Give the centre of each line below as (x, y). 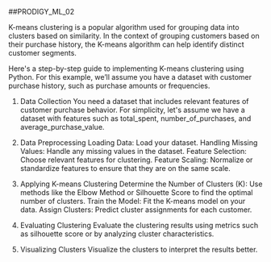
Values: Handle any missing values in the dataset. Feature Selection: (133, 151)
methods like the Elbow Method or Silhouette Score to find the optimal (136, 192)
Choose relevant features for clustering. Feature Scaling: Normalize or (136, 160)
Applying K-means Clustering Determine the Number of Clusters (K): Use (141, 184)
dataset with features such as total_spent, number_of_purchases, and (135, 119)
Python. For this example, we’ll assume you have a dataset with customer (130, 77)
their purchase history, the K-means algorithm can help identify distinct (126, 44)
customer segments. (42, 53)
